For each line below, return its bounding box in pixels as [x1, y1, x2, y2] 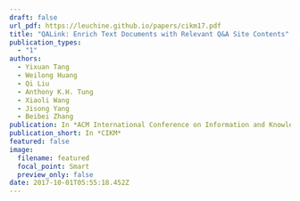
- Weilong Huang [17, 71, 78, 80]
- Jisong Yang [17, 104, 70, 113]
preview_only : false [17, 170, 94, 179]
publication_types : [9, 37, 82, 47]
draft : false [9, 12, 58, 22]
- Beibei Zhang [17, 112, 74, 121]
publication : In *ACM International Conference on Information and [9, 121, 266, 130]
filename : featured [17, 153, 90, 163]
